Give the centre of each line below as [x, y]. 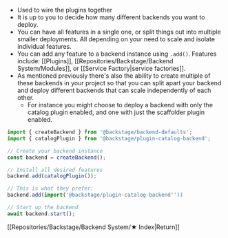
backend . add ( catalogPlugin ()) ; [52, 176]
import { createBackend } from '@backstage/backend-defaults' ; [100, 132]
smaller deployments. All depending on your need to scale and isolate [116, 39]
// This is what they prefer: [51, 188]
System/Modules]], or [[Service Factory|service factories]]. [101, 68]
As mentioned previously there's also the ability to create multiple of [114, 76]
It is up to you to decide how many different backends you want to [111, 17]
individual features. [44, 46]
